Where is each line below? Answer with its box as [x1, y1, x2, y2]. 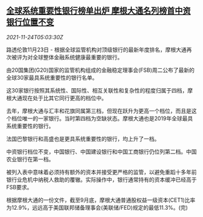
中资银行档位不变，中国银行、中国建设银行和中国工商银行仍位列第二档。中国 [6, 147, 197, 155]
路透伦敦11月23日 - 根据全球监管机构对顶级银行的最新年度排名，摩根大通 [6, 46, 187, 53]
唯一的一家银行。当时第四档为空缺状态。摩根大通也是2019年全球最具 [22, 114, 193, 122]
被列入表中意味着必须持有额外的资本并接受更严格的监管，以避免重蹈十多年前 [6, 168, 197, 175]
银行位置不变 [6, 17, 54, 27]
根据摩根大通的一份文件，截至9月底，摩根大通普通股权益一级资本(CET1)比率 [6, 196, 196, 204]
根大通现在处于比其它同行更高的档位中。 [6, 94, 107, 102]
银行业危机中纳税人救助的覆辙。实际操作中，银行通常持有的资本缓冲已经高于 [6, 176, 197, 183]
